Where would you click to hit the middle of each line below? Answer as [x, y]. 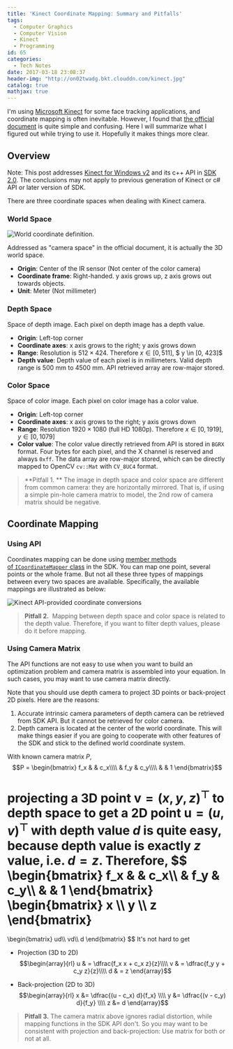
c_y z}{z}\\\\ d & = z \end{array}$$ [122, 971]
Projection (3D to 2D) [48, 953]
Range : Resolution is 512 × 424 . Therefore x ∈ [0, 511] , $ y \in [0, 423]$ [120, 353]
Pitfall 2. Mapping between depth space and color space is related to [125, 616]
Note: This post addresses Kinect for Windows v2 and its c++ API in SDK [112, 173]
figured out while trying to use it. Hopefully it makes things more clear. [108, 134]
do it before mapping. [55, 631]
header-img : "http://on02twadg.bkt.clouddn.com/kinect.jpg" [97, 79]
